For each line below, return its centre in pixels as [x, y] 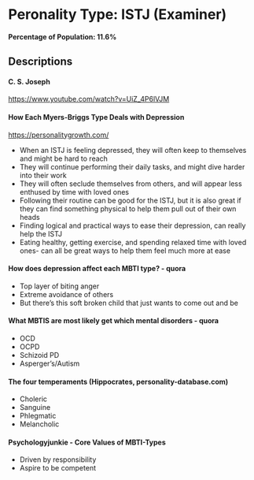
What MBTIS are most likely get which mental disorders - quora [113, 321]
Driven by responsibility [58, 460]
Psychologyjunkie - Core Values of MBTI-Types [87, 442]
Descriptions [40, 62]
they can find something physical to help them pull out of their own [128, 208]
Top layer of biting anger [59, 286]
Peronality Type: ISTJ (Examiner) [118, 15]
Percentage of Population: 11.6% [63, 36]
